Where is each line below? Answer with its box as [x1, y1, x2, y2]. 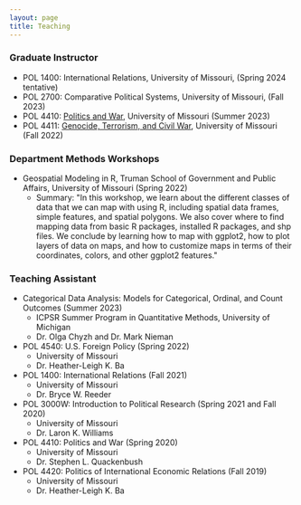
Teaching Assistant [9, 272, 97, 285]
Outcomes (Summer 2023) [22, 302, 123, 313]
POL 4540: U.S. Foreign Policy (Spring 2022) [22, 341, 190, 352]
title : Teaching [9, 22, 71, 31]
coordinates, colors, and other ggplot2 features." [35, 250, 218, 261]
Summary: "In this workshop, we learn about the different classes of [35, 192, 290, 204]
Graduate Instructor [9, 52, 99, 64]
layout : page [9, 13, 59, 23]
